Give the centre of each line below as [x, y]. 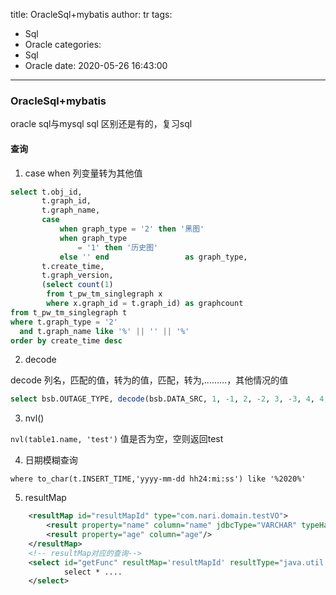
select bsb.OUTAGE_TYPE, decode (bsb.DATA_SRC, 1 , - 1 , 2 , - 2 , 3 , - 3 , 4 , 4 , [169, 399]
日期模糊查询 [51, 460]
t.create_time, [73, 266]
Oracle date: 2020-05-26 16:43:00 [96, 65]
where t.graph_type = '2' [64, 322]
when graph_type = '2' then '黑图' [132, 229]
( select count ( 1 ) [77, 285]
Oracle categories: [63, 44]
